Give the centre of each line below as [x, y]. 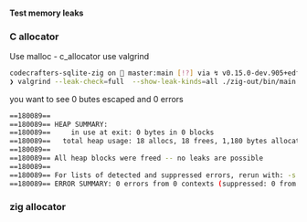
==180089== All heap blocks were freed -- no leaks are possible [136, 159]
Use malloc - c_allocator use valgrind [79, 56]
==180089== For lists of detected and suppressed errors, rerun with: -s [153, 175]
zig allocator [38, 207]
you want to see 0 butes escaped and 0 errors [97, 99]
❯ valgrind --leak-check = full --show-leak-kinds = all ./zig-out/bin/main [153, 81]
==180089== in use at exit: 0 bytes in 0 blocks [112, 132]
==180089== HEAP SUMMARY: [58, 124]
